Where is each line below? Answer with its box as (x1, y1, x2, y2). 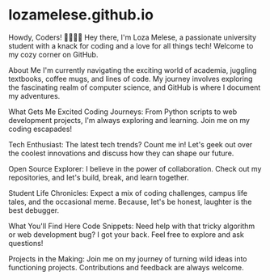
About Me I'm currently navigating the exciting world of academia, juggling (8, 65, 257, 74)
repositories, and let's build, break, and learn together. (8, 172, 189, 182)
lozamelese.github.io (8, 6, 154, 24)
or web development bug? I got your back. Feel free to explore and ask (8, 229, 244, 240)
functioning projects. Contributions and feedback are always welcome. (8, 262, 244, 272)
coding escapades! (8, 124, 73, 134)
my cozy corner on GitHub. (8, 49, 99, 59)
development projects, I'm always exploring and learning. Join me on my (8, 115, 251, 125)
